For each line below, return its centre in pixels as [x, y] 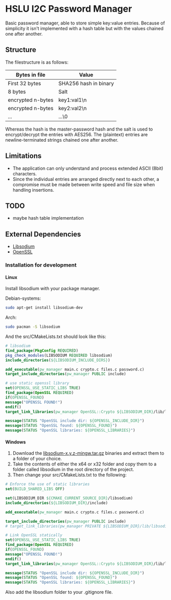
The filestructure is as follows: [37, 62]
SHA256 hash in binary [86, 83]
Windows [16, 442]
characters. [25, 173]
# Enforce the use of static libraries [48, 484]
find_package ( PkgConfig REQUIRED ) [42, 350]
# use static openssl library [37, 383]
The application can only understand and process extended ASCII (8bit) [88, 168]
